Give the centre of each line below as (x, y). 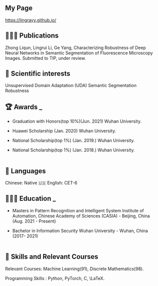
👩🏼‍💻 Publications (32, 36)
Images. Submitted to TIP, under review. (46, 58)
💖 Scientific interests (38, 74)
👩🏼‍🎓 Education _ (31, 199)
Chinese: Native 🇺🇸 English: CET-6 (41, 183)
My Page (19, 8)
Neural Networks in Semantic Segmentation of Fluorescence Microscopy (79, 53)
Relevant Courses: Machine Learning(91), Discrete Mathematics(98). (75, 269)
